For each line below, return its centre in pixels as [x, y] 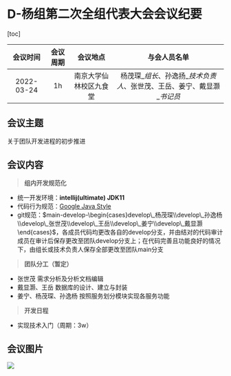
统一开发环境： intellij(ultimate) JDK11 [71, 197]
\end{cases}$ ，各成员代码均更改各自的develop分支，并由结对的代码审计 [120, 232]
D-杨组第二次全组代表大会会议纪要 [105, 14]
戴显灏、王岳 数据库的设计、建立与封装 [72, 287]
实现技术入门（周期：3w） [55, 325]
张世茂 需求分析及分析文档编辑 [60, 278]
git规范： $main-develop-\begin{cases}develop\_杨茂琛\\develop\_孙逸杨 [120, 215]
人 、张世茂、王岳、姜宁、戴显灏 [168, 86]
